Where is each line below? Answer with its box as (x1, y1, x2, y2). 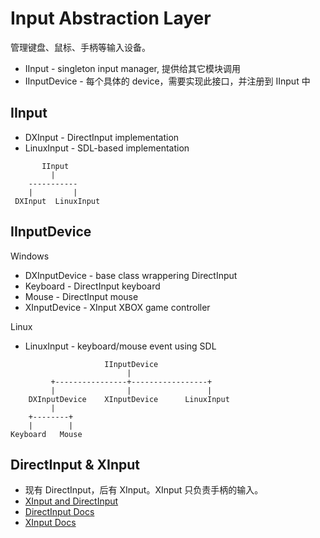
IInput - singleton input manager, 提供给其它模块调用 (24, 62, 241, 74)
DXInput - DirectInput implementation (24, 131, 180, 143)
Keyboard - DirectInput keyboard (24, 280, 161, 292)
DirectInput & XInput (10, 456, 141, 473)
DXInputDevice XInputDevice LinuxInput (28, 394, 230, 404)
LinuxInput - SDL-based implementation (24, 142, 190, 154)
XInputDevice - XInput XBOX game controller (24, 301, 211, 313)
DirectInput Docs (24, 506, 95, 518)
